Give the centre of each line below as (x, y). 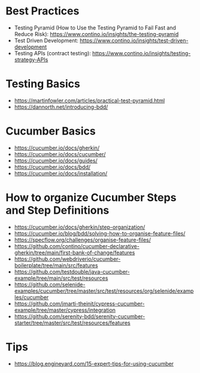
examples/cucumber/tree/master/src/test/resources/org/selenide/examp (104, 291)
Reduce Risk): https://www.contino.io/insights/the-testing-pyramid (96, 34)
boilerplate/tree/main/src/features (56, 265)
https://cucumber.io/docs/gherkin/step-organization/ (80, 227)
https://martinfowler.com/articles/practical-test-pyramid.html (90, 100)
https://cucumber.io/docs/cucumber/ (60, 154)
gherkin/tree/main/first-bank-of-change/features (75, 252)
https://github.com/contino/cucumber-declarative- (77, 246)
